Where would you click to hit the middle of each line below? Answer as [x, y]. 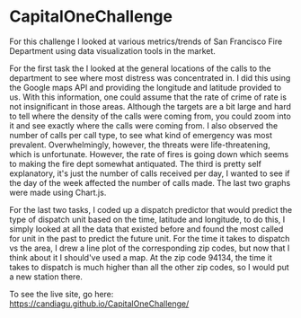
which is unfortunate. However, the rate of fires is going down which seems [149, 154]
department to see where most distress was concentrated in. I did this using [150, 77]
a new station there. [46, 277]
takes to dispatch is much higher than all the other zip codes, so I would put [149, 267]
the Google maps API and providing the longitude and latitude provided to [145, 87]
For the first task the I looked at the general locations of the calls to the [140, 68]
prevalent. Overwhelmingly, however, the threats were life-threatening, [140, 145]
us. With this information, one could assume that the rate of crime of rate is [148, 97]
